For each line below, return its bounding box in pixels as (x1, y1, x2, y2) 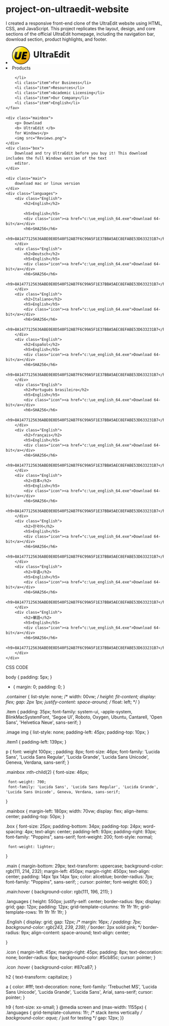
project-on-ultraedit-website (6, 4, 129, 15)
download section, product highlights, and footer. (6, 36, 107, 42)
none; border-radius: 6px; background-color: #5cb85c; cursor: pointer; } (6, 954, 156, 960)
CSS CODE (6, 664, 29, 670)
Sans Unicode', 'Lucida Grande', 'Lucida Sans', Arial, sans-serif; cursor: (6, 989, 153, 995)
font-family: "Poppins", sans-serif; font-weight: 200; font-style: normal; (6, 834, 153, 840)
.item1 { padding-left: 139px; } (6, 739, 67, 745)
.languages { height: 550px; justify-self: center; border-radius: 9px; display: (6, 898, 161, 904)
